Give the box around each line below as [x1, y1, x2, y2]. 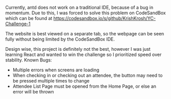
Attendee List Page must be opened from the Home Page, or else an [12, 83, 157, 89]
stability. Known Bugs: [5, 57, 52, 63]
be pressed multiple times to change [12, 78, 90, 84]
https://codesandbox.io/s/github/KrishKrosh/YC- [53, 15, 156, 21]
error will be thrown [12, 89, 55, 94]
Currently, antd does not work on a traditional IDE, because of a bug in [5, 5, 154, 10]
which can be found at [5, 15, 53, 21]
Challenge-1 [5, 21, 31, 27]
